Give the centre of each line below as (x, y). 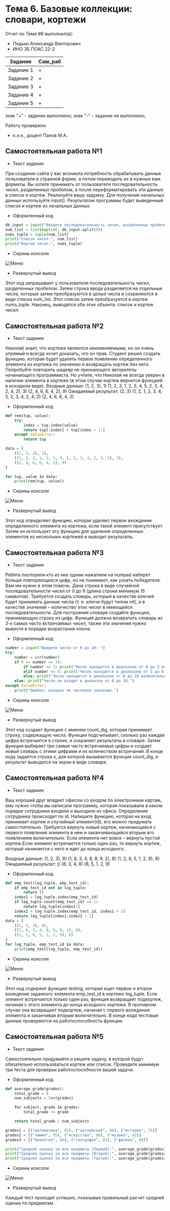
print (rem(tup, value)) (39, 481)
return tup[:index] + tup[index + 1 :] (64, 430)
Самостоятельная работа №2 (54, 326)
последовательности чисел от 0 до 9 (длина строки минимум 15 (75, 591)
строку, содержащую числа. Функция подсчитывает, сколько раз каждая (85, 735)
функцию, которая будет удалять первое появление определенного (79, 359)
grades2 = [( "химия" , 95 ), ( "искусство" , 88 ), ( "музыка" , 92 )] (73, 1135)
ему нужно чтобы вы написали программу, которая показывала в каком (84, 805)
